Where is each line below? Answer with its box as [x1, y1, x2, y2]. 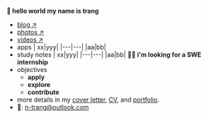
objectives [16, 66, 47, 73]
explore [27, 81, 51, 88]
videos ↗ [16, 35, 44, 44]
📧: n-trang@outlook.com [16, 103, 89, 111]
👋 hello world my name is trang [6, 7, 100, 15]
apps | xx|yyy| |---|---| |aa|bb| [16, 43, 107, 51]
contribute [27, 88, 59, 96]
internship [16, 58, 49, 66]
